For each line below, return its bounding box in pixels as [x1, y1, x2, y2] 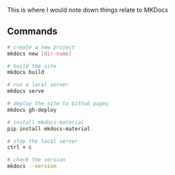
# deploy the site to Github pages [7, 100, 109, 107]
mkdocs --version [7, 163, 57, 170]
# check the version [7, 156, 67, 163]
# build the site [7, 62, 57, 69]
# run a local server [7, 82, 69, 89]
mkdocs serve [7, 88, 45, 95]
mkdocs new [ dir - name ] [7, 50, 72, 57]
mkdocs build [7, 69, 45, 76]
